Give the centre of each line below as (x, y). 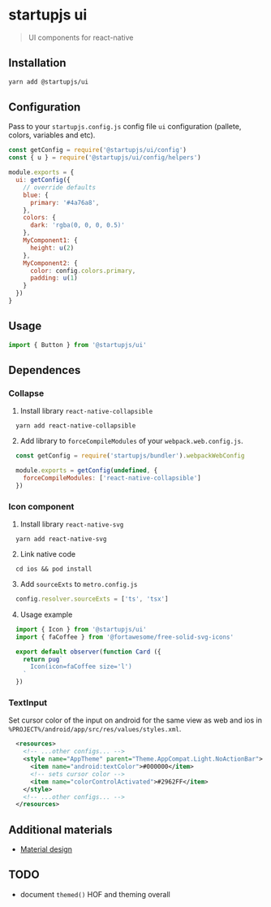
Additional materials (60, 829)
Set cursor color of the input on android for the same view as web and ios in (135, 720)
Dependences (45, 370)
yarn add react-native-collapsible (76, 426)
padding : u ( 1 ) (54, 278)
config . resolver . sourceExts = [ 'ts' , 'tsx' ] (92, 599)
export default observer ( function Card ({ (88, 652)
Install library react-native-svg (72, 524)
